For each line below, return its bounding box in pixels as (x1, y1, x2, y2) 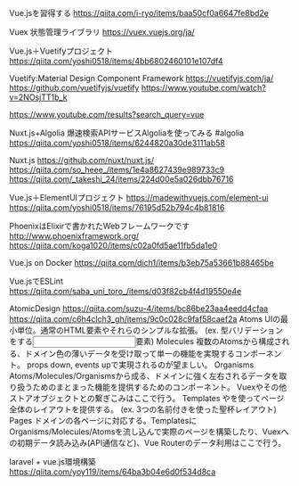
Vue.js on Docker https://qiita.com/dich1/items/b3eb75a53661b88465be (9, 258, 274, 268)
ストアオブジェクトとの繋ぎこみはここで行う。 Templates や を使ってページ (9, 393, 285, 403)
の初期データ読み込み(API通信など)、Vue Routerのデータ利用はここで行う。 (9, 438, 287, 448)
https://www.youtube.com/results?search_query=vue (9, 110, 205, 119)
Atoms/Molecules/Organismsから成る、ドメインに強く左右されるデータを (9, 371, 279, 381)
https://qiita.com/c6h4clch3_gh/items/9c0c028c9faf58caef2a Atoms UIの (9, 314, 281, 324)
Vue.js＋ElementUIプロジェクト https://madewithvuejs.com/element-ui (9, 193, 269, 202)
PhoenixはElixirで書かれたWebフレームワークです (9, 221, 190, 231)
